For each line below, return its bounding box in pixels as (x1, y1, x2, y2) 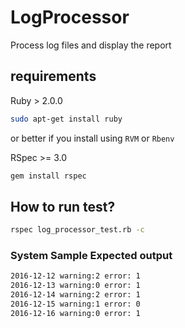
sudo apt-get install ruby (10, 114, 123, 124)
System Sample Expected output (10, 249, 173, 263)
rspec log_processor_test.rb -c (10, 225, 145, 235)
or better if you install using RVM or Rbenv (10, 132, 175, 144)
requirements (10, 68, 97, 85)
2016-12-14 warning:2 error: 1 (10, 290, 141, 300)
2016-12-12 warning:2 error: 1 (10, 271, 141, 281)
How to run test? (10, 198, 116, 215)
